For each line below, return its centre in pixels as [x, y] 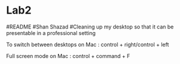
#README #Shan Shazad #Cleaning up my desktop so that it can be [90, 27]
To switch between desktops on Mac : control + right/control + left [88, 44]
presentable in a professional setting [51, 33]
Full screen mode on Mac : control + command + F [68, 56]
